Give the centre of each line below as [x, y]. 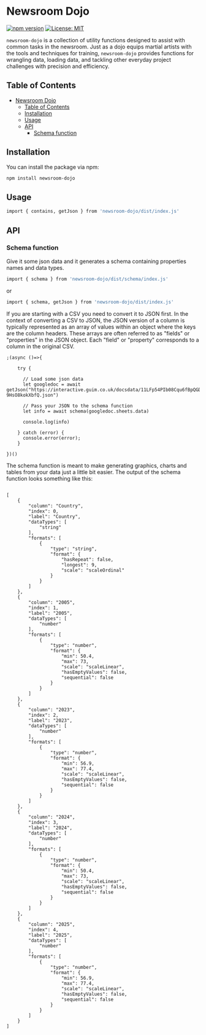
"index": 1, [44, 608]
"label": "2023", [50, 720]
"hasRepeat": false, [87, 559]
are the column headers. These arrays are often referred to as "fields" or [98, 333]
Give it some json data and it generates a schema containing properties [97, 261]
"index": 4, [44, 930]
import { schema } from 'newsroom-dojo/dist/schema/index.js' [87, 279]
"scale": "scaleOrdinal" [93, 570]
